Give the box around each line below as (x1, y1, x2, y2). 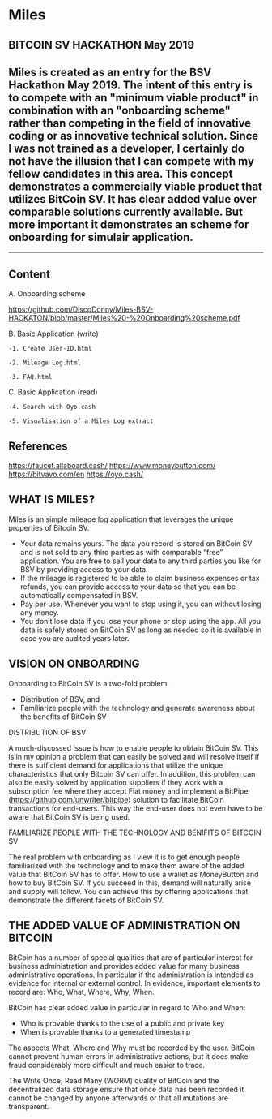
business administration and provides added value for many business (8, 962, 240, 971)
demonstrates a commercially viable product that (8, 179, 263, 193)
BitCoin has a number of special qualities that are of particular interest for (8, 953, 253, 962)
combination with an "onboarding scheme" (8, 103, 231, 117)
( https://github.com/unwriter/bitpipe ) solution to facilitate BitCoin (8, 794, 224, 804)
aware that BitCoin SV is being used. (8, 811, 130, 821)
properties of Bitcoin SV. (8, 523, 90, 532)
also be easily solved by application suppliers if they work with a (8, 777, 223, 787)
